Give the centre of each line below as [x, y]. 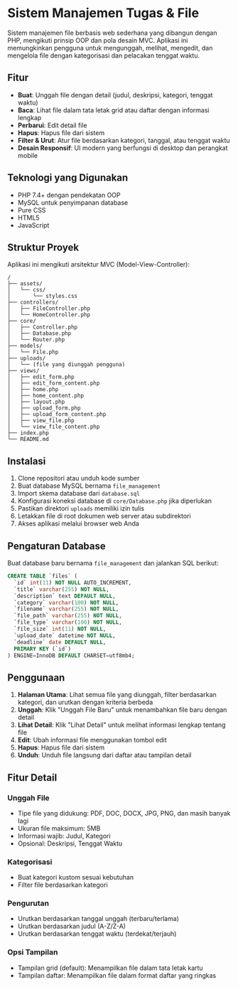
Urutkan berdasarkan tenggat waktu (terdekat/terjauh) [97, 934]
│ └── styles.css [43, 297]
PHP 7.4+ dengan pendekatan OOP [69, 195]
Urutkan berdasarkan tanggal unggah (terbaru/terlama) [98, 919]
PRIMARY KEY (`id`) [43, 649]
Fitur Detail [32, 778]
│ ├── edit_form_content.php [54, 383]
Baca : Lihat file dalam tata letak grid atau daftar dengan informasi [113, 110]
